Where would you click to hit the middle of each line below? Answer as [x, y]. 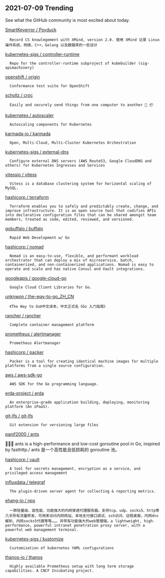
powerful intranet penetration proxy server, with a [89, 525]
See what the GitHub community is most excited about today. [68, 20]
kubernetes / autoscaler [29, 115]
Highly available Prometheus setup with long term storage [72, 566]
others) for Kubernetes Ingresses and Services [55, 165]
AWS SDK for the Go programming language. [54, 384]
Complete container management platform [52, 324]
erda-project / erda [25, 393]
